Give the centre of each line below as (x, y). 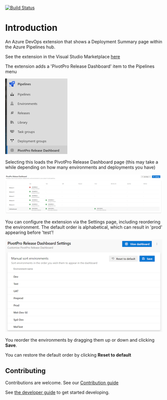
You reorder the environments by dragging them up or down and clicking (80, 340)
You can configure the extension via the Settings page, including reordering (83, 221)
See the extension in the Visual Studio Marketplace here (63, 56)
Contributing (25, 371)
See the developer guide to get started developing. (57, 392)
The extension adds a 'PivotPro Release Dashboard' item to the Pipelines (80, 66)
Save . (11, 345)
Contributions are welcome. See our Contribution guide (62, 383)
